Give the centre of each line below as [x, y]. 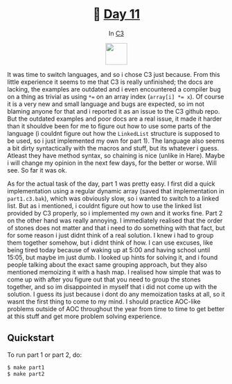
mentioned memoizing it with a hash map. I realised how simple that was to [114, 272]
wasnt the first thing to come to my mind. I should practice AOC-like [104, 302]
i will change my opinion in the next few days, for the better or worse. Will [112, 163]
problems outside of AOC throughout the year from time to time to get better [116, 308]
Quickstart [31, 338]
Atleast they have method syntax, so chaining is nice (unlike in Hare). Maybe [116, 155]
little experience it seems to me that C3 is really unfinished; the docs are [110, 82]
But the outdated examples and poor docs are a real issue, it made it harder [115, 119]
